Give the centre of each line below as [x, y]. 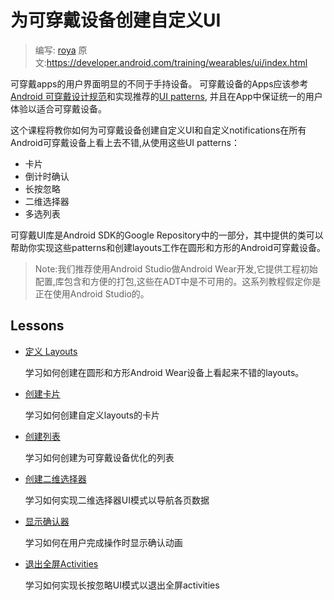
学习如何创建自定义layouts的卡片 [92, 415]
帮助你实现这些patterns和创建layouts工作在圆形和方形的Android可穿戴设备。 [168, 247]
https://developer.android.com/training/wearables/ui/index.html [177, 62]
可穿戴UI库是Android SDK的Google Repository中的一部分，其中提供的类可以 [167, 235]
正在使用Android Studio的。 [92, 293]
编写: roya [55, 50]
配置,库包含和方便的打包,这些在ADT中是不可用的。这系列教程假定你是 [178, 281]
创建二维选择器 [55, 478]
